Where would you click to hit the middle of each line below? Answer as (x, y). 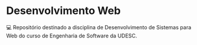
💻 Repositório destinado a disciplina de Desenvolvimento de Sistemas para (99, 27)
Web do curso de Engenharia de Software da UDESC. (72, 36)
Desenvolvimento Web (63, 11)
